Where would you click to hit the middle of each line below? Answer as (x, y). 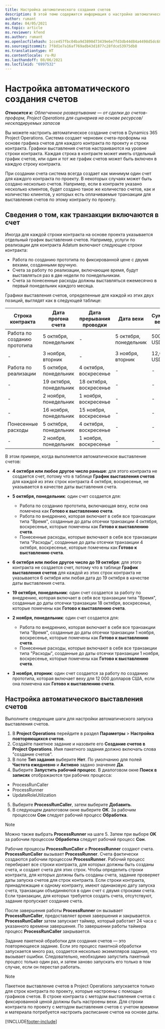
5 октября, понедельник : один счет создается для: (67, 496)
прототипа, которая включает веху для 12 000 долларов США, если (83, 678)
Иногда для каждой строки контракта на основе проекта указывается (79, 234)
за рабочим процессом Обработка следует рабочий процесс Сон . (76, 839)
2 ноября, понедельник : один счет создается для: (66, 618)
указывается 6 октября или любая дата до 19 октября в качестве (81, 578)
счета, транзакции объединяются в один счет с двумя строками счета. (80, 890)
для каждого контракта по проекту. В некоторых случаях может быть (79, 179)
